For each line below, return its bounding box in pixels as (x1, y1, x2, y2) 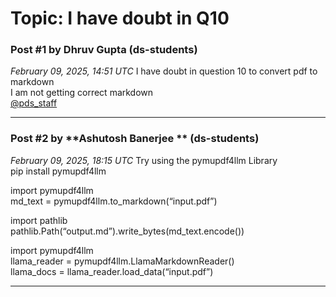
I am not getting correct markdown (10, 87, 154, 99)
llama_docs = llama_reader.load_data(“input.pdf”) (10, 265, 214, 277)
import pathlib (10, 214, 68, 226)
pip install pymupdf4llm (10, 165, 107, 177)
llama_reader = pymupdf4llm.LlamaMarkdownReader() (10, 255, 235, 267)
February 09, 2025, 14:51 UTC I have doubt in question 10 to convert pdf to (10, 65, 318, 77)
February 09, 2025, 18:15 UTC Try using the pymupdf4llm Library (10, 154, 278, 166)
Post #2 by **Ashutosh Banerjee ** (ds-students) (10, 132, 260, 146)
